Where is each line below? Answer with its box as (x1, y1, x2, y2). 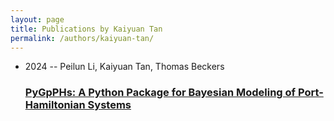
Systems (87, 98, 132, 112)
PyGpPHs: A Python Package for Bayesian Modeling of (24, 86, 297, 100)
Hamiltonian (24, 98, 86, 112)
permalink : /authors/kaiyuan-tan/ (10, 33, 155, 43)
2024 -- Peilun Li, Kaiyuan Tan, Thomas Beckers (24, 61, 225, 73)
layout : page (10, 14, 65, 25)
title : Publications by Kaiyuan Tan (10, 24, 163, 34)
